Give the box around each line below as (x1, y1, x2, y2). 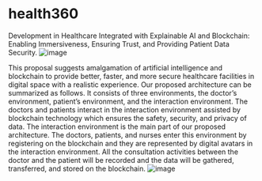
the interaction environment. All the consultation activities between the (8, 147, 239, 156)
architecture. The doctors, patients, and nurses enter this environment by (8, 130, 247, 139)
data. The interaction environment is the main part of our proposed (8, 122, 226, 131)
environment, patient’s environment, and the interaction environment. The (8, 96, 248, 106)
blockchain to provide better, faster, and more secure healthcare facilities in (8, 71, 255, 81)
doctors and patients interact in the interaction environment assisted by (8, 104, 241, 115)
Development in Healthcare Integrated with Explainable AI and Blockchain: (8, 31, 250, 40)
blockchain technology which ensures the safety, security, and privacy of (8, 113, 247, 123)
